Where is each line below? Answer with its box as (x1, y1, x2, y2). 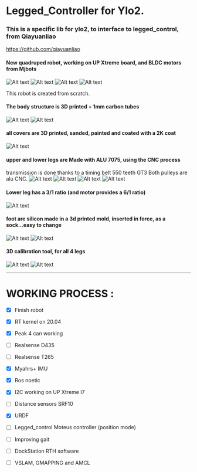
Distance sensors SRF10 (14, 400, 73, 408)
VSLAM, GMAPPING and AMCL (14, 459, 91, 466)
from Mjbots (6, 66, 37, 73)
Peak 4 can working (14, 330, 63, 337)
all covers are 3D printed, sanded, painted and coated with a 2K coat (6, 130, 176, 137)
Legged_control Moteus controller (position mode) (14, 424, 137, 431)
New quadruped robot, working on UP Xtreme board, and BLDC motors (6, 59, 182, 66)
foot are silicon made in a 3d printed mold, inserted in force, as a (6, 215, 166, 222)
